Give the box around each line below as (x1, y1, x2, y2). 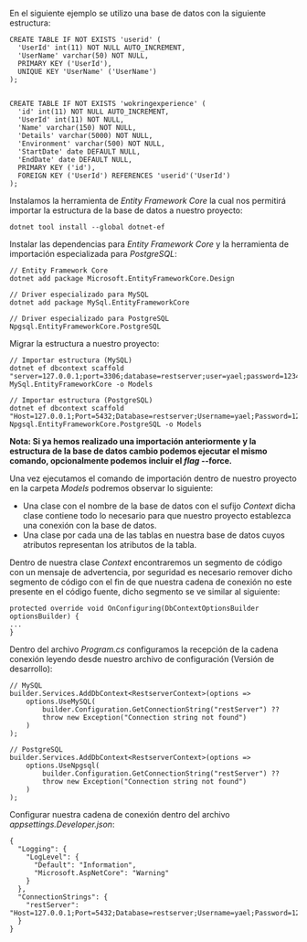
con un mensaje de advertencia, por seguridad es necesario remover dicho (9, 567, 293, 577)
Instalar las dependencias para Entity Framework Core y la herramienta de (9, 239, 290, 250)
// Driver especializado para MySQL (9, 290, 149, 299)
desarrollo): (9, 663, 53, 674)
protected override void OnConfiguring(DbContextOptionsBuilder (9, 604, 259, 613)
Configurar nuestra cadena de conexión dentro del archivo (9, 809, 230, 819)
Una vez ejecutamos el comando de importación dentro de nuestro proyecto (9, 473, 297, 484)
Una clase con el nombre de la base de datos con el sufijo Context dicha (22, 500, 296, 511)
